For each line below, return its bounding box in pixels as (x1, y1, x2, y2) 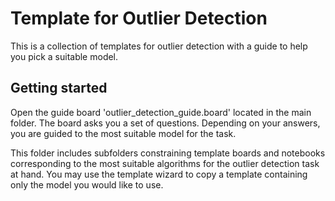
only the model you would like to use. (10, 178, 164, 191)
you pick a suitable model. (10, 50, 119, 62)
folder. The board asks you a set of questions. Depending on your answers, (10, 117, 321, 129)
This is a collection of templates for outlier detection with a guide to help (10, 40, 308, 52)
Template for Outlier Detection (10, 7, 268, 30)
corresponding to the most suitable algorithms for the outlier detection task (10, 157, 320, 169)
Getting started (10, 80, 108, 97)
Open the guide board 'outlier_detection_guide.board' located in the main (10, 106, 312, 118)
